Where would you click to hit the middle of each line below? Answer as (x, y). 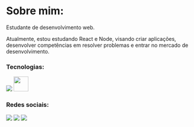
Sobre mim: (35, 11)
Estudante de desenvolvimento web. (51, 27)
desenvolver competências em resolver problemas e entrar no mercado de (97, 45)
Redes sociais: (28, 105)
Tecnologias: (25, 66)
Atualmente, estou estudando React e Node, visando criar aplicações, (91, 39)
